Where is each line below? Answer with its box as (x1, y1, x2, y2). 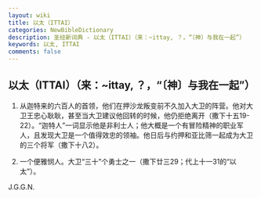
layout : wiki (8, 11, 51, 20)
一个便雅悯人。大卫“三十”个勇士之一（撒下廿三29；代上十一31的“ (19, 157, 230, 166)
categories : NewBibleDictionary (8, 26, 114, 34)
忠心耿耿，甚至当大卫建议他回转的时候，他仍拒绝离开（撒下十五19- (33, 110, 250, 120)
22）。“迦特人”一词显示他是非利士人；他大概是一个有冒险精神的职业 (19, 121, 237, 130)
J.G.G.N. (8, 182, 35, 192)
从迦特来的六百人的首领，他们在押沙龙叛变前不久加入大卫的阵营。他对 (19, 101, 247, 110)
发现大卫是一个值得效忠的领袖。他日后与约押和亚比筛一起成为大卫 (40, 130, 253, 139)
